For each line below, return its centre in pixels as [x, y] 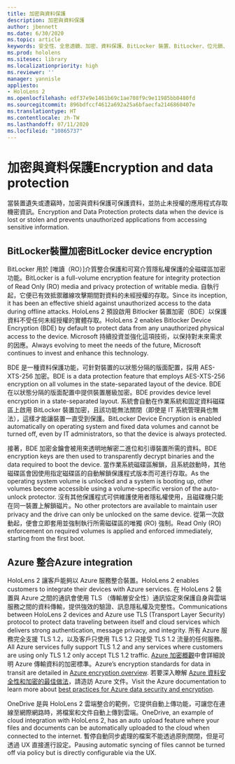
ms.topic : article [34, 40]
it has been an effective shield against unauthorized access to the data [109, 303]
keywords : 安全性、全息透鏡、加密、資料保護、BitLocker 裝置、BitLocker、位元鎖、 [118, 46]
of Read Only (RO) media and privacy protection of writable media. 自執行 [113, 287]
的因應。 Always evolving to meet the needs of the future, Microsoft [104, 345]
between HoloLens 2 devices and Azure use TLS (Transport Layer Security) [116, 614]
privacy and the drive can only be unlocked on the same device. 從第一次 [113, 514]
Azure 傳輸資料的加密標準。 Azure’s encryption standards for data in [113, 664]
